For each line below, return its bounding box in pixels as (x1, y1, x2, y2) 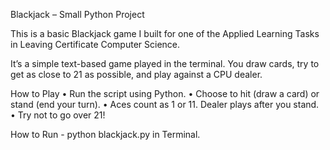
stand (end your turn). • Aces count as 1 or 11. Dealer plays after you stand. (10, 99, 320, 110)
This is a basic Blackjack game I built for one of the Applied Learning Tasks (10, 28, 320, 39)
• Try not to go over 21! (10, 109, 106, 121)
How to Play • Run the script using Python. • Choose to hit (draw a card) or (10, 88, 320, 99)
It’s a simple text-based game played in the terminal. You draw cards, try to (10, 58, 320, 69)
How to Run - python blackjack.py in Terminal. (10, 129, 201, 140)
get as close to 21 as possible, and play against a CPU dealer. (10, 69, 263, 80)
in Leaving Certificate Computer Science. (10, 39, 181, 50)
